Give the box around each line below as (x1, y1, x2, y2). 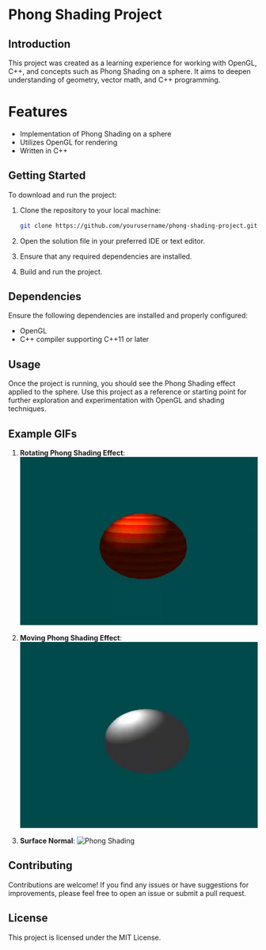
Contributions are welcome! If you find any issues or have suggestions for (8, 879, 249, 890)
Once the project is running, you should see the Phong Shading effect (8, 379, 236, 388)
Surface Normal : (19, 836, 75, 845)
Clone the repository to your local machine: (19, 205, 161, 215)
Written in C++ (19, 145, 68, 156)
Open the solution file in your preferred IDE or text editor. (19, 236, 206, 245)
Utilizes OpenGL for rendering (19, 137, 118, 147)
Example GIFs (8, 427, 78, 440)
